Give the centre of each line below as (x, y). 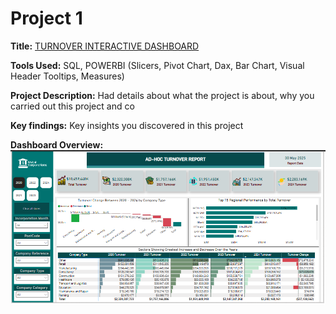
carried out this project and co (72, 106)
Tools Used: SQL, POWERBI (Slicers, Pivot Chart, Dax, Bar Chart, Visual (157, 65)
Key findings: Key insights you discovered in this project (127, 125)
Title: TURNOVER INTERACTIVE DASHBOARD (105, 46)
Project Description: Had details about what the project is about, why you (162, 95)
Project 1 (46, 18)
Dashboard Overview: (57, 144)
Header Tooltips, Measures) (67, 76)
